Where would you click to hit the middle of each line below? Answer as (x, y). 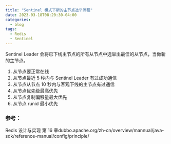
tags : (11, 29)
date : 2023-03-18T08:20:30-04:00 (41, 15)
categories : (18, 20)
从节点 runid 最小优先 (35, 103)
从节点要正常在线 (31, 71)
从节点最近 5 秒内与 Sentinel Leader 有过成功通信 (65, 78)
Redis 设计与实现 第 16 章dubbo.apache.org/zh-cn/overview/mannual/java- (85, 130)
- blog (17, 24)
